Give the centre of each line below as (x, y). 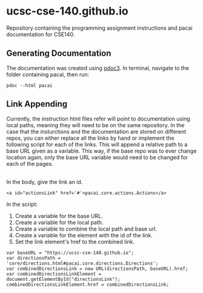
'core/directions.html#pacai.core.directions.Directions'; (82, 263)
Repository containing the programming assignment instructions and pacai (99, 28)
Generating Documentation (59, 54)
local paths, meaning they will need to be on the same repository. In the (95, 125)
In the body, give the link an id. (45, 182)
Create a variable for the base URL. (59, 216)
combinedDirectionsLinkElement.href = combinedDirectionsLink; (88, 285)
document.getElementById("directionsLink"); (63, 279)
